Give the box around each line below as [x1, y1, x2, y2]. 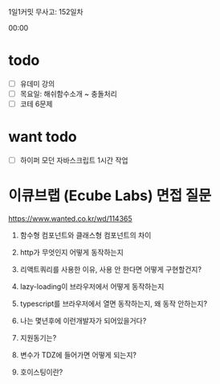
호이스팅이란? [19, 367, 63, 377]
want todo [8, 128, 78, 147]
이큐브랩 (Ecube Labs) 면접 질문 [8, 187, 212, 205]
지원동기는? [19, 333, 57, 343]
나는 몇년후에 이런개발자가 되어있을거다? [19, 316, 147, 326]
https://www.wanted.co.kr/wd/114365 [8, 214, 132, 224]
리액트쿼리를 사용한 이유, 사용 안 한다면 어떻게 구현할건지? [19, 265, 202, 275]
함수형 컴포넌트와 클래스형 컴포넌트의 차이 [19, 230, 152, 240]
